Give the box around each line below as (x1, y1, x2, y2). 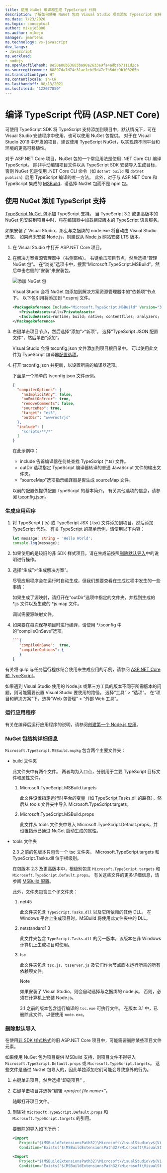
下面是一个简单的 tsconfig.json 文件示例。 (12, 372, 98, 379)
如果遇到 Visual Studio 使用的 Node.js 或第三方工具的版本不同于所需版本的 (5, 683, 158, 689)
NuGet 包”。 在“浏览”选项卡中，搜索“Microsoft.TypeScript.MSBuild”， (12, 261, 156, 267)
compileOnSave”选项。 (18, 628, 66, 634)
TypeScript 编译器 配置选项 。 (22, 351, 81, 357)
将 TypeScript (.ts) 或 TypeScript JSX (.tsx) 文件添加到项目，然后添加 (12, 520, 154, 526)
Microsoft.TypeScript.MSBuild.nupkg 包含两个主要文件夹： (5, 747, 126, 753)
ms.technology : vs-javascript (5, 40, 68, 45)
